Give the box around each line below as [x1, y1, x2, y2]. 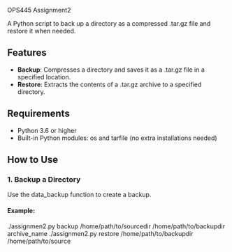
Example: [7, 206, 36, 214]
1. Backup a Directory [7, 174, 81, 184]
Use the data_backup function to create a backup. [7, 191, 152, 199]
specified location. [17, 72, 71, 81]
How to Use [7, 154, 59, 166]
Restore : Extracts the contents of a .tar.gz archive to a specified [17, 80, 202, 88]
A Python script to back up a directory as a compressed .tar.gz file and [7, 19, 211, 27]
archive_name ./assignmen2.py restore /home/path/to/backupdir [7, 229, 194, 237]
